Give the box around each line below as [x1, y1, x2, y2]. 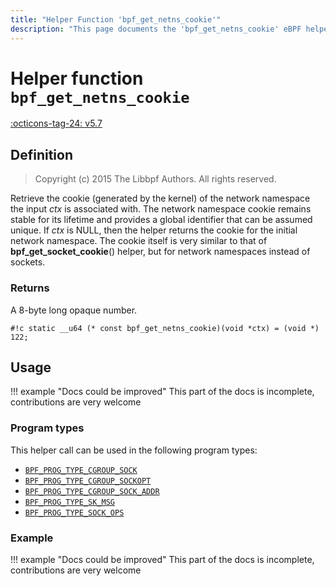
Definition [10, 146, 73, 163]
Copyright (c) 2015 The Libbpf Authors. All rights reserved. [34, 173, 277, 185]
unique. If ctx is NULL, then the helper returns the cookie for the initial [10, 224, 298, 236]
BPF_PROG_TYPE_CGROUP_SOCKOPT [24, 476, 152, 486]
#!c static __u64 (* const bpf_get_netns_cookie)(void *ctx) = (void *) [10, 323, 320, 333]
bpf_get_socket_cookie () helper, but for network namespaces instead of [10, 246, 311, 258]
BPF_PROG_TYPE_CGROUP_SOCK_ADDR [24, 486, 160, 496]
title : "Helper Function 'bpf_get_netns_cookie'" [10, 14, 222, 25]
